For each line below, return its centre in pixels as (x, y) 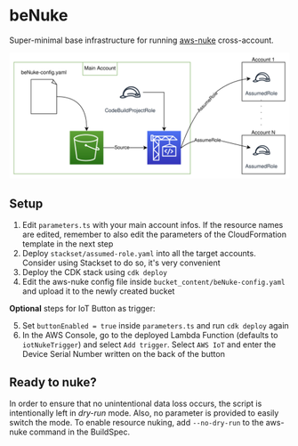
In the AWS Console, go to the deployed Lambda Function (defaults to (150, 336)
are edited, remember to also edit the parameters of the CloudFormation (154, 235)
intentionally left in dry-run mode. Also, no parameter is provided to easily (144, 413)
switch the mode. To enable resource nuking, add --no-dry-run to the (137, 422)
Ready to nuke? (53, 382)
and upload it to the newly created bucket (98, 291)
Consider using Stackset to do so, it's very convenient (121, 263)
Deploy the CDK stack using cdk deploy (94, 272)
